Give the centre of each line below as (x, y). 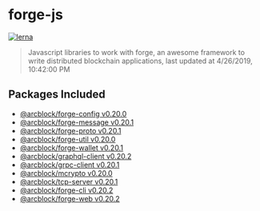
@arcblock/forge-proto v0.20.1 (70, 130)
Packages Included (57, 95)
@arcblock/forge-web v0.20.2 (70, 198)
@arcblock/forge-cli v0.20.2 (66, 190)
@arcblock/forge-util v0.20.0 (68, 139)
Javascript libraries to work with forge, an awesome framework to (136, 52)
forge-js (36, 15)
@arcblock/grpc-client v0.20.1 (70, 165)
